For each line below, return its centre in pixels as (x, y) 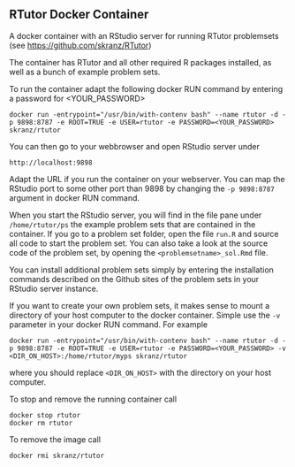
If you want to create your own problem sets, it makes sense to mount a (140, 305)
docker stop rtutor (45, 415)
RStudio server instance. (54, 288)
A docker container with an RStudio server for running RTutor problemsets (144, 35)
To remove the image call (55, 439)
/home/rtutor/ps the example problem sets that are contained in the (132, 224)
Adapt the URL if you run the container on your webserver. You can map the (147, 179)
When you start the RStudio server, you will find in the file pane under (136, 215)
